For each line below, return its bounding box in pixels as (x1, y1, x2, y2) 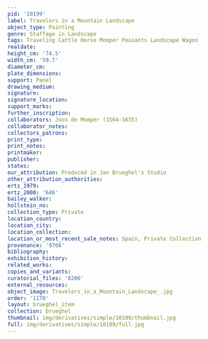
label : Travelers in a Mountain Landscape (7, 17, 135, 24)
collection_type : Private (7, 209, 84, 216)
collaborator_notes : (7, 122, 69, 130)
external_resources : (7, 281, 69, 289)
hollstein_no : (7, 202, 50, 210)
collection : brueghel (7, 308, 72, 315)
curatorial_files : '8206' (7, 274, 84, 281)
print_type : (7, 136, 43, 143)
